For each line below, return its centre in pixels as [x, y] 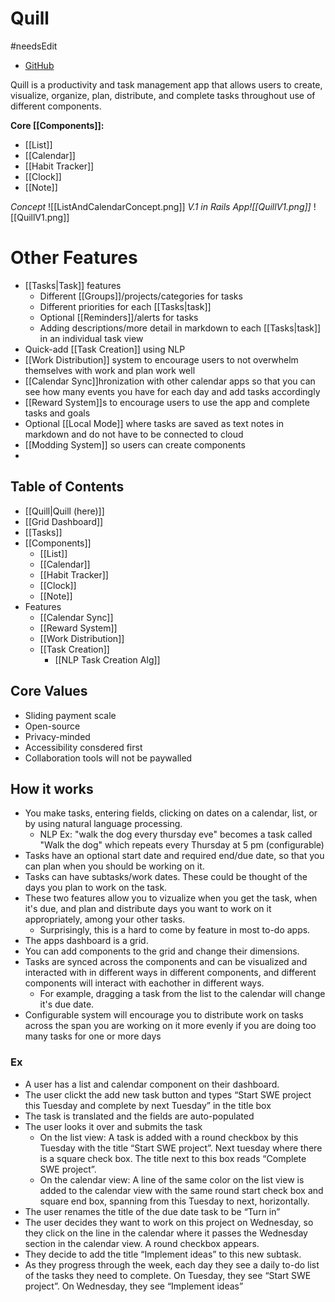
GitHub [39, 65]
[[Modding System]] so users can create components [135, 444]
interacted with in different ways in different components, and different [170, 973]
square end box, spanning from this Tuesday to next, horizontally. [174, 1201]
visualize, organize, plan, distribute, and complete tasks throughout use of [163, 95]
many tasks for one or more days [93, 1036]
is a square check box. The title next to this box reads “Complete [173, 1158]
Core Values [49, 691]
